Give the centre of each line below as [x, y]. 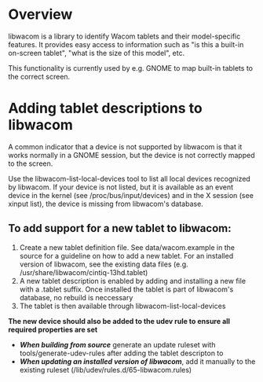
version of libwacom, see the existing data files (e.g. [104, 264]
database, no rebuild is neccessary [76, 297]
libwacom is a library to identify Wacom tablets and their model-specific [124, 36]
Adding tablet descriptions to [105, 108]
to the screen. [31, 163]
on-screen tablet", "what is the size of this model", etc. [97, 53]
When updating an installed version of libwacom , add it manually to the [137, 361]
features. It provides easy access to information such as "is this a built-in [126, 44]
